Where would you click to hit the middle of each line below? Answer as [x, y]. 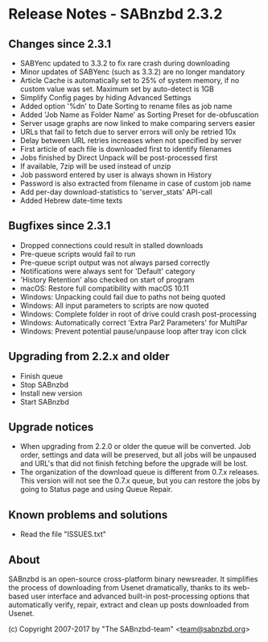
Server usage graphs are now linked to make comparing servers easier [138, 123]
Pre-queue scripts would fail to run [78, 254]
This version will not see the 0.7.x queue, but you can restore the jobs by [140, 480]
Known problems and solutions [88, 515]
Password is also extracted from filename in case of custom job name [136, 183]
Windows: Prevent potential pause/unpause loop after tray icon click [133, 331]
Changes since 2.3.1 [60, 44]
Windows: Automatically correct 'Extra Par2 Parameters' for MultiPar [134, 322]
